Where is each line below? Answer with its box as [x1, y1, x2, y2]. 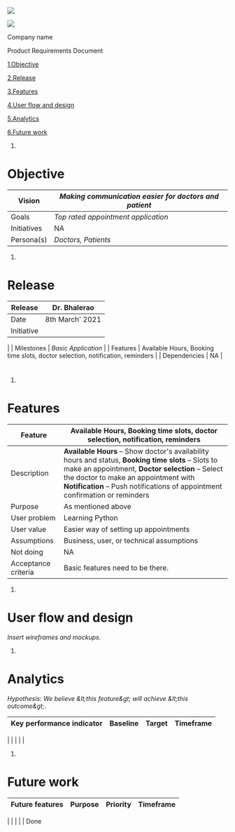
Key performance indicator [10, 718, 103, 728]
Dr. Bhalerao [52, 302, 94, 312]
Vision [17, 196, 41, 205]
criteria [10, 568, 34, 577]
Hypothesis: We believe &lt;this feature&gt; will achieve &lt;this [7, 694, 189, 702]
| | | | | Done [7, 817, 42, 825]
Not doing [10, 547, 43, 557]
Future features [10, 799, 64, 809]
